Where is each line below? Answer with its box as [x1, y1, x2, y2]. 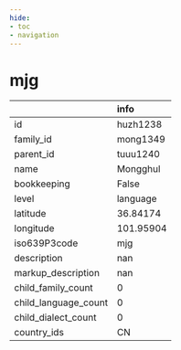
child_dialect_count [14, 312, 97, 324]
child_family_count [14, 281, 93, 294]
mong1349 [116, 133, 166, 146]
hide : [9, 13, 30, 23]
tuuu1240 [116, 148, 160, 161]
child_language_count [14, 296, 108, 309]
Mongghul [116, 163, 161, 175]
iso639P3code [14, 237, 79, 249]
